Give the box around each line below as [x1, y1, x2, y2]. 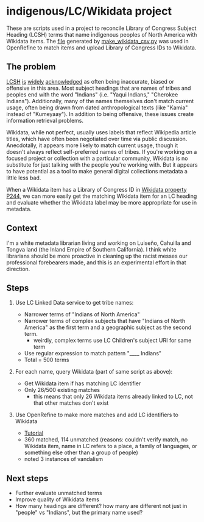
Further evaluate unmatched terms [15, 490, 102, 497]
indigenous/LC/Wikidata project [6, 4, 172, 18]
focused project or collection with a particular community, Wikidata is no [6, 154, 188, 162]
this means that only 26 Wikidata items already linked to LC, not [33, 393, 193, 401]
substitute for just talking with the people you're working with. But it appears [6, 161, 198, 169]
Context [6, 223, 38, 233]
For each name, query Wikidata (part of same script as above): [15, 368, 173, 375]
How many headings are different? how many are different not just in [15, 502, 188, 510]
